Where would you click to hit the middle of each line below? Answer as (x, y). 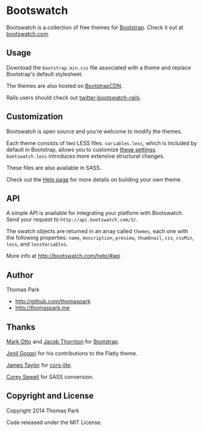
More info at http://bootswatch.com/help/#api (63, 256)
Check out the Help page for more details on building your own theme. (94, 179)
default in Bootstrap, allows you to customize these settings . (82, 149)
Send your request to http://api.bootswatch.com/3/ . (72, 220)
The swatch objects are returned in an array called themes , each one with (97, 231)
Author (20, 275)
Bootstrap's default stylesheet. (45, 74)
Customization (35, 117)
